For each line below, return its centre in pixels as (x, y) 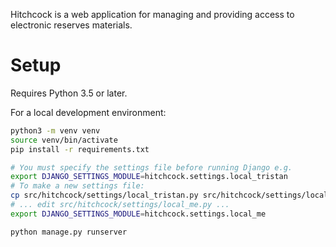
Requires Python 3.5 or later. (69, 93)
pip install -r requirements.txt (80, 149)
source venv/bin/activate (64, 140)
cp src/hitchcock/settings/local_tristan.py (104, 195)
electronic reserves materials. (71, 25)
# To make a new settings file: (77, 186)
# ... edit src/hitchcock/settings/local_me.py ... (120, 205)
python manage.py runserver (69, 232)
